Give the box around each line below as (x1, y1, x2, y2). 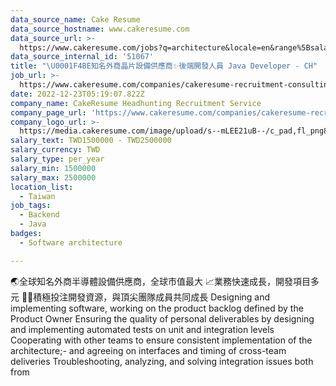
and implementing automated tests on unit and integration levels (10, 323, 275, 335)
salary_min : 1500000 (10, 163, 97, 173)
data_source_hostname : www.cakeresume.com (10, 24, 190, 34)
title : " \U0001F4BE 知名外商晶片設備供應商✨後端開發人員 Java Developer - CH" (10, 61, 318, 71)
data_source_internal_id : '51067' (10, 52, 155, 62)
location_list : (10, 182, 74, 192)
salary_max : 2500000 (10, 172, 97, 183)
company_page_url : (10, 107, 87, 118)
